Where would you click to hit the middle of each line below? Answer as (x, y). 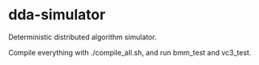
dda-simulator (57, 15)
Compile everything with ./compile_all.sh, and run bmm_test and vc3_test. (130, 52)
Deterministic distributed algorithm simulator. (83, 37)
